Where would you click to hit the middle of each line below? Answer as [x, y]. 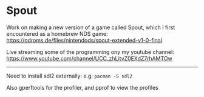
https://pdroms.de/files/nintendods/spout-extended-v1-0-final [84, 40]
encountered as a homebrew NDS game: [57, 33]
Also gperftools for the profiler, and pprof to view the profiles [83, 87]
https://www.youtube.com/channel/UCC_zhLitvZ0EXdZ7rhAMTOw [90, 58]
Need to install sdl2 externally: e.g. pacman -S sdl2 [69, 76]
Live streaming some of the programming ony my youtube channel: [90, 52]
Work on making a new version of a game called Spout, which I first [91, 27]
